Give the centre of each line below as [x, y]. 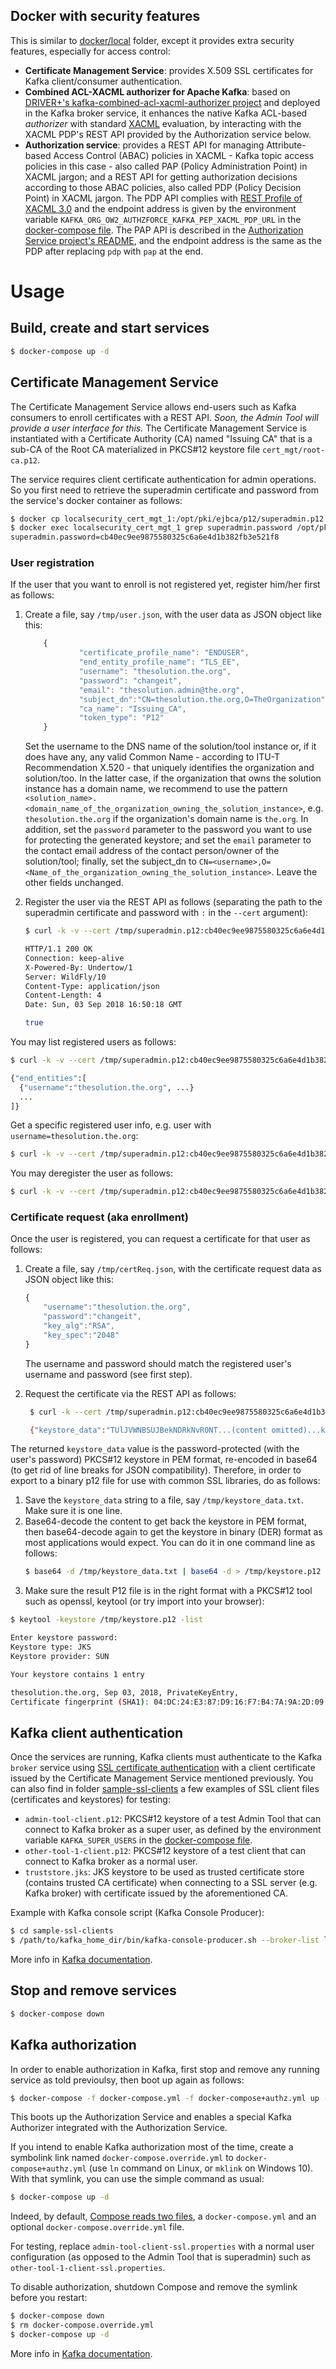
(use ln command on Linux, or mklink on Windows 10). [201, 2168]
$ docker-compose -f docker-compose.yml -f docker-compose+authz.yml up [165, 2098]
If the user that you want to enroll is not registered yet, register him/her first [165, 585]
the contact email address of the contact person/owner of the [152, 851]
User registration [52, 563]
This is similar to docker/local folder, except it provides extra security [152, 40]
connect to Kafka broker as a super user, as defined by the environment [173, 1830]
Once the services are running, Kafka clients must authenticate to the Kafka [166, 1757]
